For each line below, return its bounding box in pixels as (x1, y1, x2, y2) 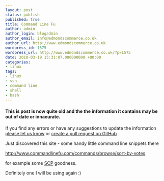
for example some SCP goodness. (5, 160, 77, 166)
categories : (5, 59, 31, 65)
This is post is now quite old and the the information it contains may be (5, 108, 158, 114)
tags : (5, 69, 17, 74)
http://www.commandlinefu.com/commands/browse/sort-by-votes (5, 150, 146, 156)
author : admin (5, 26, 36, 32)
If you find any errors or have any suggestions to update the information (5, 125, 156, 131)
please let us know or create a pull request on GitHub (5, 130, 117, 136)
